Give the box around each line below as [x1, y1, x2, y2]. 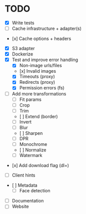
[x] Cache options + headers [11, 36, 71, 42]
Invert [19, 119, 32, 125]
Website [11, 203, 29, 209]
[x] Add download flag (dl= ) [11, 163, 69, 169]
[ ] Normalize [19, 147, 46, 153]
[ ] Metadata [11, 182, 38, 188]
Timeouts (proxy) [19, 74, 55, 80]
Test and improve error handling [11, 57, 78, 63]
